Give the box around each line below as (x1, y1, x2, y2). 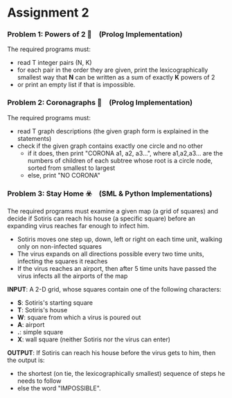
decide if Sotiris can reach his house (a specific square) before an (7, 214, 196, 222)
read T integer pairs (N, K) (17, 59, 92, 67)
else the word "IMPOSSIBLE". (17, 384, 102, 392)
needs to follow (17, 377, 62, 385)
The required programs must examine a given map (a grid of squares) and (7, 207, 218, 216)
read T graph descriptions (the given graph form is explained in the (17, 126, 209, 135)
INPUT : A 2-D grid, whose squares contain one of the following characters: (7, 285, 222, 294)
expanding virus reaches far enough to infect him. (7, 222, 150, 230)
